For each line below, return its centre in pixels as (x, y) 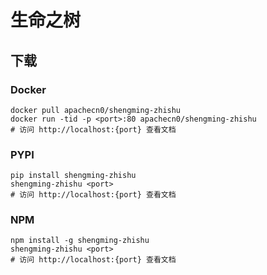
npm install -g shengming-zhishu (80, 241)
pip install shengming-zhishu (73, 176)
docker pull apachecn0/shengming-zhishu (96, 110)
